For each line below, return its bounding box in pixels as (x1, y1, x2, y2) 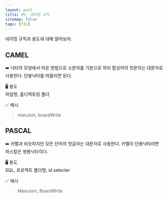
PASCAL (5, 126, 32, 135)
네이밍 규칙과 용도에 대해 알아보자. (5, 36, 72, 42)
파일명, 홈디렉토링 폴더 (5, 91, 50, 97)
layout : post (5, 7, 33, 13)
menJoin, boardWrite (17, 112, 61, 118)
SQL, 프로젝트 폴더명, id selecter (5, 167, 70, 173)
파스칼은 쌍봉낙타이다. (5, 148, 49, 154)
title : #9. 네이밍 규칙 (5, 12, 50, 17)
